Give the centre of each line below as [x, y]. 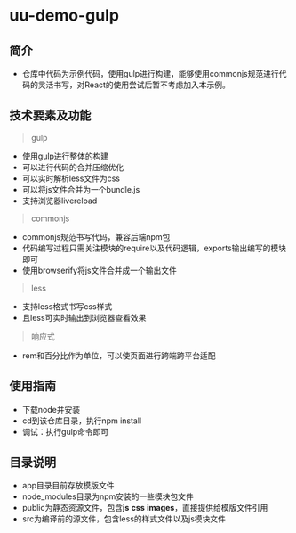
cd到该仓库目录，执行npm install [82, 421]
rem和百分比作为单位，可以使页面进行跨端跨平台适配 [119, 355]
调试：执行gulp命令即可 [65, 431]
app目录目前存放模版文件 [68, 486]
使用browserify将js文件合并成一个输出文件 [100, 270]
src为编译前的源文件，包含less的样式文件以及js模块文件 [124, 519]
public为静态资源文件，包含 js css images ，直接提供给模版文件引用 [145, 508]
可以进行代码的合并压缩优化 [73, 167]
